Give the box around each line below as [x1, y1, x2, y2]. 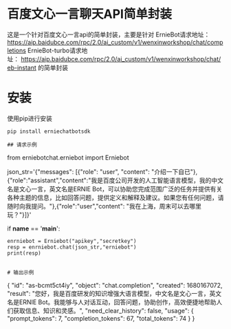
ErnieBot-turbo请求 [27, 46, 82, 54]
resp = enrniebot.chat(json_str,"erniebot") [7, 244, 137, 251]
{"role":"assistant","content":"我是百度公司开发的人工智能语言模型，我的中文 [7, 176, 223, 184]
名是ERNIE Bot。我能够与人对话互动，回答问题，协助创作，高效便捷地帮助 [7, 297, 217, 306]
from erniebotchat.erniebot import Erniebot [7, 153, 129, 162]
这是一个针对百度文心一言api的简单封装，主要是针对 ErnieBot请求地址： [7, 30, 210, 39]
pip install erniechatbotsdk [7, 128, 91, 135]
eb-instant [7, 63, 36, 72]
